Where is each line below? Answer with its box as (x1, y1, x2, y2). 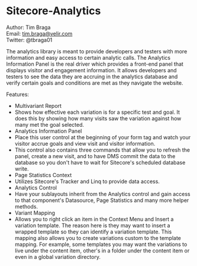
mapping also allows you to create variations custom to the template (14, 234, 182, 241)
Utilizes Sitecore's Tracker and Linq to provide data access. (14, 178, 160, 185)
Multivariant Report (14, 102, 62, 109)
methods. (14, 203, 38, 210)
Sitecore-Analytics (6, 4, 101, 18)
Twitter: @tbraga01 (6, 36, 53, 43)
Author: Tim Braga (6, 24, 51, 31)
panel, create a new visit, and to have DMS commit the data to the (14, 152, 176, 159)
